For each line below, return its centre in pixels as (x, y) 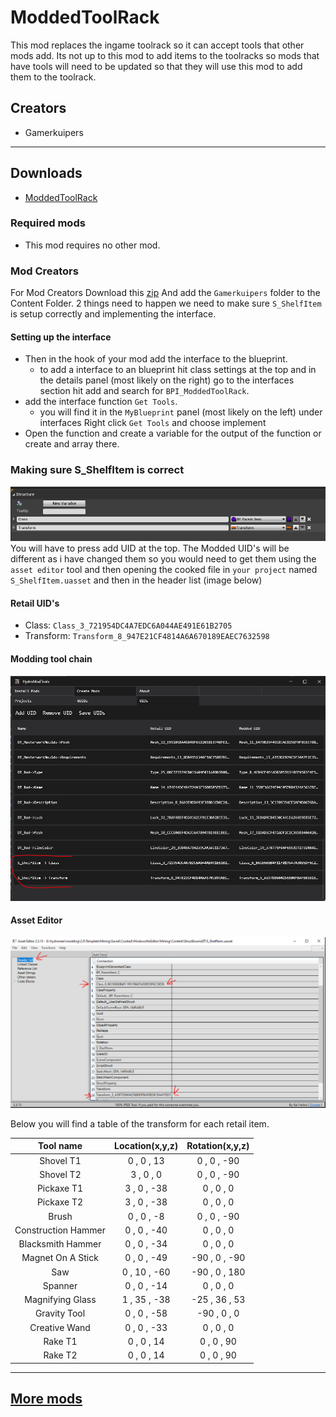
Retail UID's (35, 603)
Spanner (60, 1285)
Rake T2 (60, 1355)
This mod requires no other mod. (92, 245)
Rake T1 (60, 1341)
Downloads (46, 173)
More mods (46, 1399)
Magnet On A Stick (60, 1258)
